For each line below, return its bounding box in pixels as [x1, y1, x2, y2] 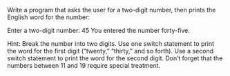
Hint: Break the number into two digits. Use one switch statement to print [7, 40, 215, 47]
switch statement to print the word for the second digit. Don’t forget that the [7, 54, 223, 62]
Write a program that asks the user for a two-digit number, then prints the [7, 6, 216, 14]
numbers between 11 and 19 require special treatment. [7, 62, 161, 69]
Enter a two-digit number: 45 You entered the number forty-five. [7, 27, 190, 34]
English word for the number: [7, 13, 90, 21]
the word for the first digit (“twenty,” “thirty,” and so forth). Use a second [7, 47, 214, 55]
